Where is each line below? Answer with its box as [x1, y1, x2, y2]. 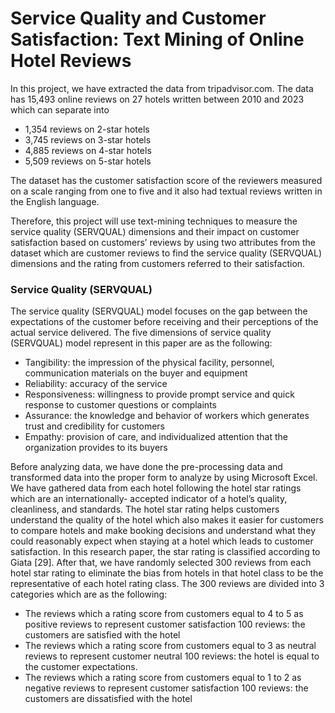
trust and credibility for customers [24, 420, 166, 432]
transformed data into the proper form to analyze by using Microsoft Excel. [10, 472, 318, 484]
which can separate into [10, 103, 110, 116]
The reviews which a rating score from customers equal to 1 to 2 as [24, 672, 302, 684]
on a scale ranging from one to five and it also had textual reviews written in [10, 185, 323, 197]
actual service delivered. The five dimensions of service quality [10, 327, 272, 339]
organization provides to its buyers [24, 442, 168, 454]
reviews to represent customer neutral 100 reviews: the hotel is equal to [24, 650, 320, 662]
